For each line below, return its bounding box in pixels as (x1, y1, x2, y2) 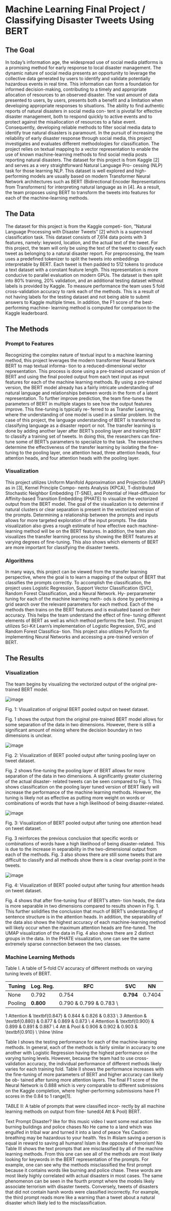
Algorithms (5, 557, 34, 564)
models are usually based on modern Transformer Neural (30, 173, 151, 179)
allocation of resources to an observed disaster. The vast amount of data (5, 92, 158, 98)
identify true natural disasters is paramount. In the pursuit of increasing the (5, 130, 163, 136)
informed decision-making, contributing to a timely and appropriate (5, 86, 147, 92)
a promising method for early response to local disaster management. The (5, 65, 161, 70)
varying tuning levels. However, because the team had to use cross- (5, 1055, 149, 1061)
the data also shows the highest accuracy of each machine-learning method (5, 919, 166, 925)
